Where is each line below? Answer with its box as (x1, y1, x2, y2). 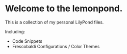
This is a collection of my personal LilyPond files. (5, 19, 104, 25)
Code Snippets (12, 38, 43, 44)
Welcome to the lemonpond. (5, 3, 123, 14)
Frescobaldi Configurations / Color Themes (12, 43, 100, 49)
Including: (5, 28, 25, 34)
